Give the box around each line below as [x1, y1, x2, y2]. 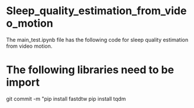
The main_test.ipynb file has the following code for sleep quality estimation [6, 36, 189, 43]
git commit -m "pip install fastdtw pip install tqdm [6, 95, 126, 102]
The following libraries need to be [6, 63, 174, 77]
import [6, 76, 40, 89]
